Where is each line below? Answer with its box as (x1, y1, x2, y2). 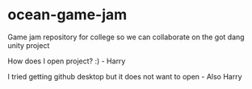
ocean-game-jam (7, 6, 128, 24)
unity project (7, 40, 50, 50)
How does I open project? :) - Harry (7, 56, 126, 66)
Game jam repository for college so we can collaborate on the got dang (7, 32, 245, 42)
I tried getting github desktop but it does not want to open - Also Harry (7, 71, 243, 81)
